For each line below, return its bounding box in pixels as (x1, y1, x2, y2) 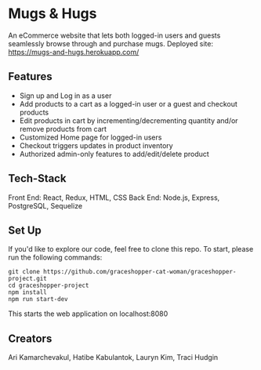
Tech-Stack (8, 172, 67, 185)
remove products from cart (19, 124, 107, 133)
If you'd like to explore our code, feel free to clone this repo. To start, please (8, 245, 254, 254)
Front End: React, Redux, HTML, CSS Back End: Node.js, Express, (8, 193, 220, 202)
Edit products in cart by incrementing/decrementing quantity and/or (19, 115, 238, 125)
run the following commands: (8, 252, 103, 263)
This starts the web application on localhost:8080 (8, 309, 169, 318)
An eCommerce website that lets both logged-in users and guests (8, 31, 221, 40)
